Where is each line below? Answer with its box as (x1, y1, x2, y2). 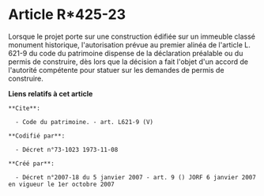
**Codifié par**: (8, 132, 66, 140)
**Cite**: (8, 104, 41, 112)
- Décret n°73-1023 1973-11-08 (15, 145, 119, 153)
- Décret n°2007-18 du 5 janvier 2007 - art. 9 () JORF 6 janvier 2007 (15, 173, 257, 181)
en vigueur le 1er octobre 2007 (8, 180, 115, 188)
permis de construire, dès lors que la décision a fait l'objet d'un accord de (8, 57, 249, 66)
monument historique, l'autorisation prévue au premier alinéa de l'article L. (8, 40, 251, 49)
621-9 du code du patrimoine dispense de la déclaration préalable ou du (8, 48, 243, 58)
